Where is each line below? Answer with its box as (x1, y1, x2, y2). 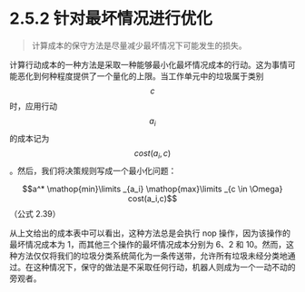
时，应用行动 (9, 101, 57, 112)
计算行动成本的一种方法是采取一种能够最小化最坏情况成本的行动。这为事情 (9, 59, 288, 70)
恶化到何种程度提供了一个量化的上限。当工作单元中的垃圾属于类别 (16, 70, 264, 82)
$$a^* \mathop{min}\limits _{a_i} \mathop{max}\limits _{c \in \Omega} (22, 183, 283, 194)
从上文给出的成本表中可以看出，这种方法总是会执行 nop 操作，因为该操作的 (9, 228, 291, 238)
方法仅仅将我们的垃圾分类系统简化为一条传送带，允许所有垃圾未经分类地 (16, 250, 288, 261)
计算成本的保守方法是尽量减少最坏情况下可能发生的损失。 (31, 40, 247, 51)
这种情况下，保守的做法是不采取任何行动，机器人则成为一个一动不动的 (33, 261, 296, 272)
